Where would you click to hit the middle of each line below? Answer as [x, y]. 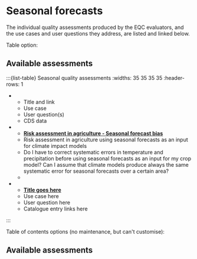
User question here [47, 202]
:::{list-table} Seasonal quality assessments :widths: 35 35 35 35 [84, 77]
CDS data [35, 121]
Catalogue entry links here [55, 209]
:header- [174, 77]
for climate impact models [55, 145]
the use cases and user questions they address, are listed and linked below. [98, 33]
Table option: [22, 45]
